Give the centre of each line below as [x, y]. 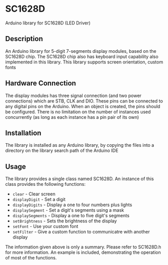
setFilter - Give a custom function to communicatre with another [81, 232]
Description [24, 39]
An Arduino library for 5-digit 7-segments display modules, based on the [81, 51]
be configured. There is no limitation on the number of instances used [78, 112]
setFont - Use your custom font [45, 226]
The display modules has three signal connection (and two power [73, 95]
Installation [23, 133]
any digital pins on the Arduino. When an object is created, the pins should [83, 106]
